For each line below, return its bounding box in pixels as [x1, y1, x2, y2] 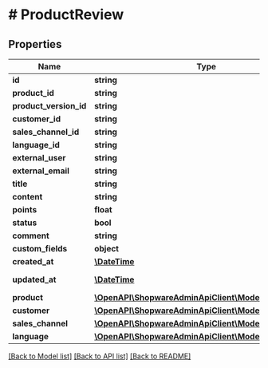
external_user [12, 152, 66, 163]
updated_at [12, 274, 57, 285]
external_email [12, 165, 70, 176]
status [12, 217, 37, 228]
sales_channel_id [12, 126, 80, 137]
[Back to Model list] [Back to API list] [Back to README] [8, 351, 191, 361]
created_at [12, 256, 54, 267]
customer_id [12, 113, 61, 125]
